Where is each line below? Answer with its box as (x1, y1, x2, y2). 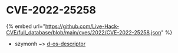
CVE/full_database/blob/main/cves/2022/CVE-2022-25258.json (6, 29, 161, 36)
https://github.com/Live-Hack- (45, 23, 120, 30)
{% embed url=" (6, 23, 46, 30)
